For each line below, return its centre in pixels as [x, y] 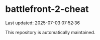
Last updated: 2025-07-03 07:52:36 [43, 23]
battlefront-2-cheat [47, 9]
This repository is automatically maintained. [50, 32]
